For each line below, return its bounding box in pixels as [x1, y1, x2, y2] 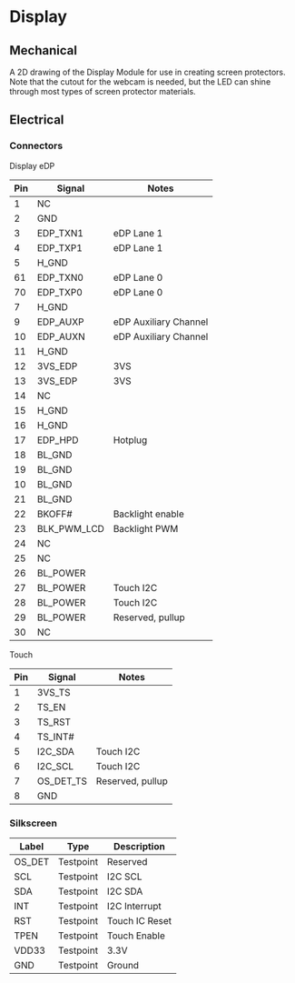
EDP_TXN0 [36, 271, 84, 284]
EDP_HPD [36, 434, 79, 446]
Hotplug [113, 434, 148, 446]
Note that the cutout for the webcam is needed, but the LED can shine [9, 76, 271, 87]
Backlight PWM [113, 522, 179, 535]
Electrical [9, 112, 64, 128]
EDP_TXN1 [36, 226, 84, 239]
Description [113, 839, 165, 852]
